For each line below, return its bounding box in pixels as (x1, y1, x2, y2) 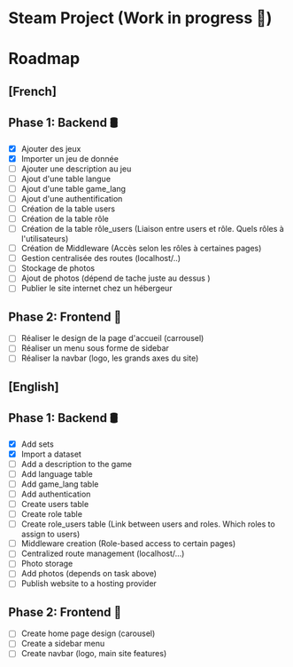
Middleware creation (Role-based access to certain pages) (20, 538, 236, 549)
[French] (8, 83, 57, 99)
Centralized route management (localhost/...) (20, 548, 185, 559)
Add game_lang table (20, 479, 99, 489)
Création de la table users (20, 203, 116, 214)
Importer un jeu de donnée (20, 153, 119, 163)
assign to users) (20, 528, 81, 540)
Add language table (20, 468, 94, 479)
